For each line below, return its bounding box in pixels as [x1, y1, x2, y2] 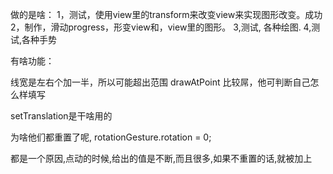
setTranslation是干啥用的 [10, 110, 113, 122]
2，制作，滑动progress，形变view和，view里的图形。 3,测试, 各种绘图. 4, [10, 21, 312, 33]
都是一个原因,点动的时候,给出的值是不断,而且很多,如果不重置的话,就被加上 [10, 153, 313, 164]
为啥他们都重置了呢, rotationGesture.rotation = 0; [10, 131, 212, 143]
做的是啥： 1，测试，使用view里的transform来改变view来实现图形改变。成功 [10, 9, 323, 20]
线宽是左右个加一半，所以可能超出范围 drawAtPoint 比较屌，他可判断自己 [10, 76, 311, 88]
